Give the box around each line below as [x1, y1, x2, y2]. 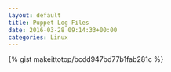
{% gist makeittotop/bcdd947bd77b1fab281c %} [8, 55, 164, 64]
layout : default [8, 11, 61, 20]
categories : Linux [8, 33, 68, 41]
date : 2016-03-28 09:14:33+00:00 [8, 26, 118, 34]
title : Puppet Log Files [8, 19, 89, 27]
